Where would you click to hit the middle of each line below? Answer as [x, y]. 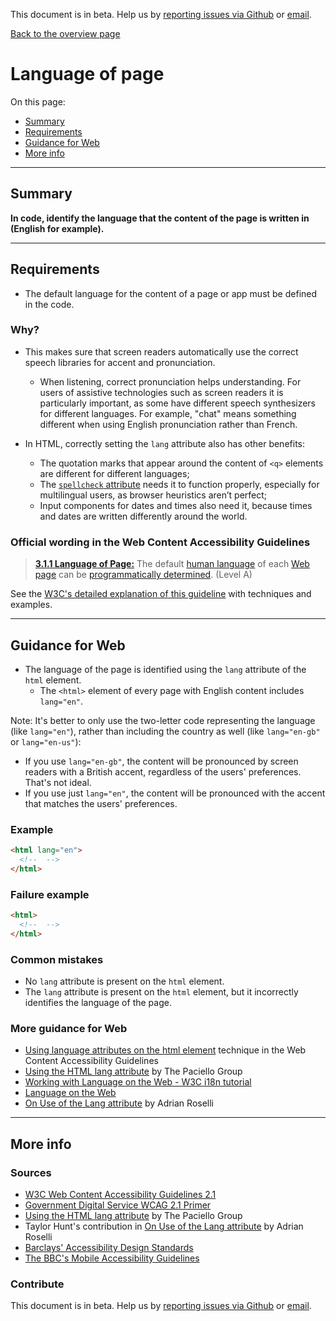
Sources [31, 1172]
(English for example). [57, 228]
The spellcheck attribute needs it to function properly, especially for [179, 484]
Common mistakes [57, 959]
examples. [31, 605]
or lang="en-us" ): [46, 741]
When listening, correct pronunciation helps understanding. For [170, 381]
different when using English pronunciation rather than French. [168, 424]
